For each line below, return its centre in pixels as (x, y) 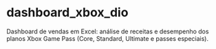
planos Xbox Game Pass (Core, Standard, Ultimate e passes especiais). (108, 38)
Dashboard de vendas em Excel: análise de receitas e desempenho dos (108, 31)
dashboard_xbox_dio (67, 13)
